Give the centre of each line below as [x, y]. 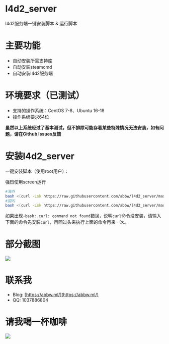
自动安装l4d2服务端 [33, 73]
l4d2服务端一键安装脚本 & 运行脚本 [41, 23]
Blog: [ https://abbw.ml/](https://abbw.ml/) [56, 295]
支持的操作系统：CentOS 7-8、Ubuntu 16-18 [58, 110]
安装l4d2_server [40, 156]
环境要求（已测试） [45, 96]
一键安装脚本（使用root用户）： [37, 171]
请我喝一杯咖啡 [36, 322]
